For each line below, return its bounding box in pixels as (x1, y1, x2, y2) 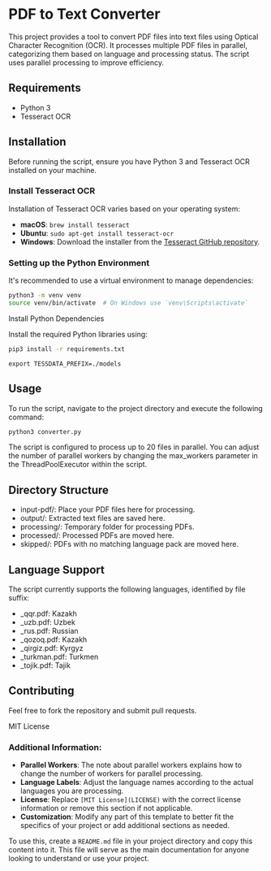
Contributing (8, 684, 75, 698)
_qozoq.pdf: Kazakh (19, 635, 88, 644)
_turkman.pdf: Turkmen (19, 652, 99, 662)
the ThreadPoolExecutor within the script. (8, 460, 148, 470)
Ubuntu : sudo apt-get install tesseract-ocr (19, 228, 174, 238)
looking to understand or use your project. (8, 854, 150, 864)
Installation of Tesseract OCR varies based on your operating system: (8, 204, 241, 214)
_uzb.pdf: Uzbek (19, 617, 75, 627)
